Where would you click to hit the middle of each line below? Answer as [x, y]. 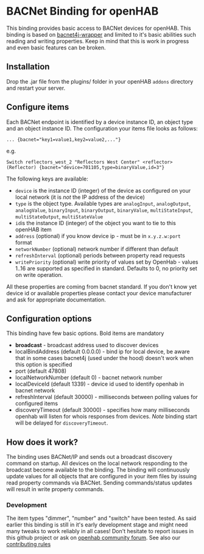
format [23, 242]
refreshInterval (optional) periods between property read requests [100, 255]
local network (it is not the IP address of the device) [80, 197]
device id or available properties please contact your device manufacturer [99, 293]
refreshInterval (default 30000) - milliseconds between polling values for [106, 397]
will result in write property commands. [55, 489]
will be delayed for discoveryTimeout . [62, 423]
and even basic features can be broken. [56, 48]
